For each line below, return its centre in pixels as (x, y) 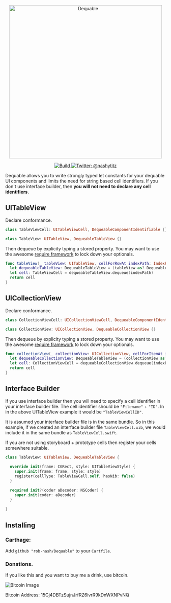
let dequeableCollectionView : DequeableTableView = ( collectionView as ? (89, 358)
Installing (20, 525)
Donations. (19, 564)
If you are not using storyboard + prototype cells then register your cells (81, 443)
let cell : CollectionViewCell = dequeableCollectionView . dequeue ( (82, 363)
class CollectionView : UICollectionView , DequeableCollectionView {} (81, 329)
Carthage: (18, 540)
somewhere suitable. (27, 448)
